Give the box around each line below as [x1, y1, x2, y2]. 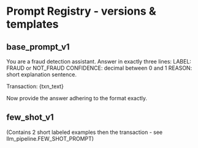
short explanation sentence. [6, 71, 77, 78]
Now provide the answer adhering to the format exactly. [6, 95, 147, 102]
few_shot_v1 [6, 112, 54, 123]
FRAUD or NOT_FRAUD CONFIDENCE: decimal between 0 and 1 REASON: [6, 64, 192, 72]
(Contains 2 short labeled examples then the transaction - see [6, 128, 163, 136]
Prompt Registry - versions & [6, 4, 156, 18]
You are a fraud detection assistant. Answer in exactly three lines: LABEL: [6, 58, 192, 65]
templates [6, 17, 59, 31]
